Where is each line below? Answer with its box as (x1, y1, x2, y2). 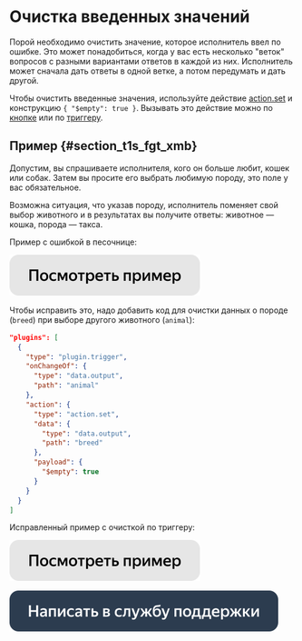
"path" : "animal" (33, 381, 100, 390)
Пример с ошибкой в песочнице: (9, 236, 138, 247)
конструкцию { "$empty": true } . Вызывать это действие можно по (9, 102, 274, 113)
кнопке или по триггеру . (9, 112, 103, 123)
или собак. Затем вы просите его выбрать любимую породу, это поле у (9, 172, 288, 183)
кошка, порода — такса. (9, 218, 103, 229)
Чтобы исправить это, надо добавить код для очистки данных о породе (9, 305, 288, 315)
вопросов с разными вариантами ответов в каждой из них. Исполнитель (9, 55, 293, 66)
